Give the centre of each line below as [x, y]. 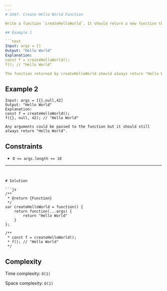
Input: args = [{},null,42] [34, 101]
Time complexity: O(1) [28, 273]
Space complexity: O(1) [29, 283]
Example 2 [22, 89]
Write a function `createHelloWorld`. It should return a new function [81, 23]
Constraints [24, 146]
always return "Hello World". [37, 131]
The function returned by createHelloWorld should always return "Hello [82, 73]
